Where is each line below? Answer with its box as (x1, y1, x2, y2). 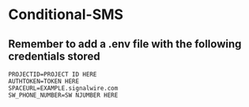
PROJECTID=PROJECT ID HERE (8, 71, 97, 78)
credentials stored (8, 49, 100, 63)
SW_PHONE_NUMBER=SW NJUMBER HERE (8, 91, 119, 99)
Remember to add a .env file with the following (8, 37, 242, 51)
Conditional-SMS (8, 6, 124, 24)
